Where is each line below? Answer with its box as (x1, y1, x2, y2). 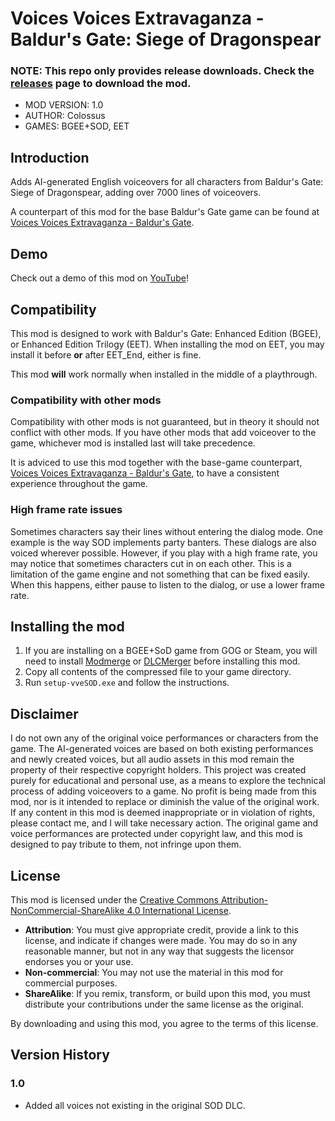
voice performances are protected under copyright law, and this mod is (10, 828, 304, 840)
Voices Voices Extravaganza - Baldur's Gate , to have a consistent (10, 467, 280, 479)
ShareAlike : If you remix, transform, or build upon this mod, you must (24, 987, 311, 999)
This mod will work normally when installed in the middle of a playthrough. (10, 368, 318, 380)
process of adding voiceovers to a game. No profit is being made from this (10, 785, 317, 797)
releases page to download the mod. (10, 77, 192, 91)
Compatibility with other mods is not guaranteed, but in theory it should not (10, 416, 320, 428)
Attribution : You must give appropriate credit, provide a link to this (24, 923, 299, 936)
